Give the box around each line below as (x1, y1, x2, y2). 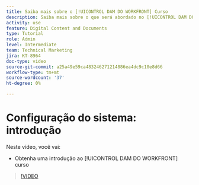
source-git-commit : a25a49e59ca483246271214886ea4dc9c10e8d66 (6, 63, 163, 70)
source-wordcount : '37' (6, 75, 65, 81)
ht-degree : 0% (6, 81, 41, 87)
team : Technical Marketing (6, 47, 73, 53)
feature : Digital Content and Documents (6, 25, 108, 31)
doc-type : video (6, 58, 46, 64)
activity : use (6, 20, 41, 25)
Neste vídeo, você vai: (6, 143, 61, 150)
